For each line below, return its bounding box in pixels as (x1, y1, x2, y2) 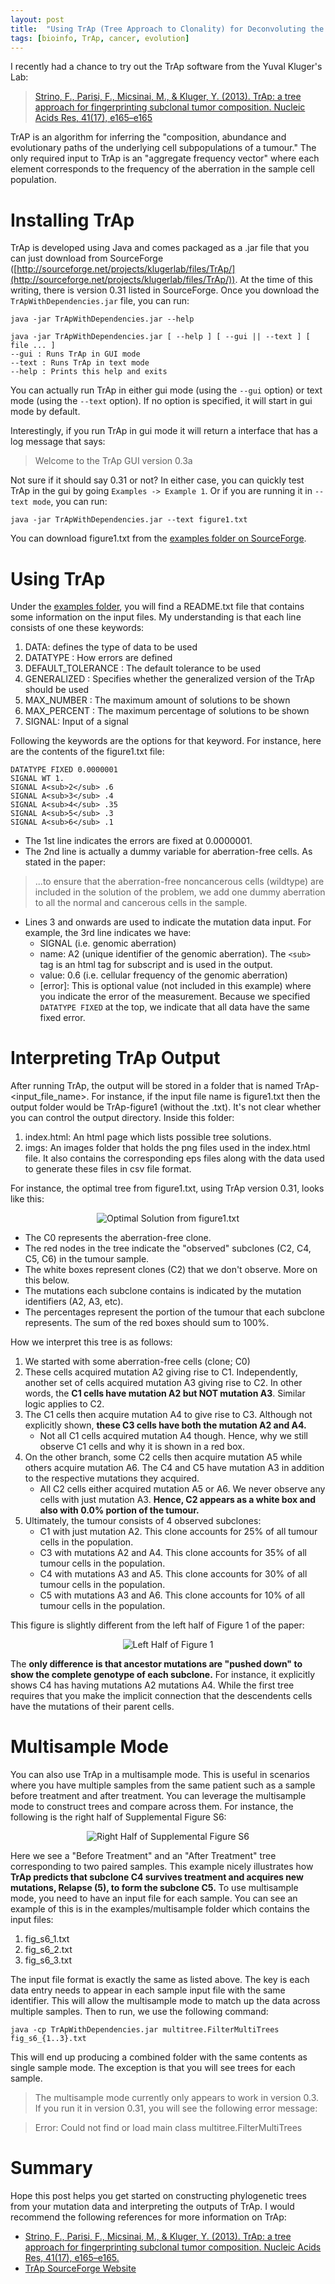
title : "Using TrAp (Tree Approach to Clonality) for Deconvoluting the (10, 24, 325, 34)
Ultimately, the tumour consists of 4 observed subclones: (24, 1515, 262, 1527)
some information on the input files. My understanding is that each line (10, 611, 302, 623)
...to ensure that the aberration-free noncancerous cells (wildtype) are (34, 876, 325, 888)
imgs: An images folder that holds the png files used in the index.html (24, 1142, 311, 1154)
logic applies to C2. (24, 1398, 105, 1410)
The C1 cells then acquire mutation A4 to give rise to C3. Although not (24, 1409, 313, 1421)
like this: (10, 1193, 45, 1205)
